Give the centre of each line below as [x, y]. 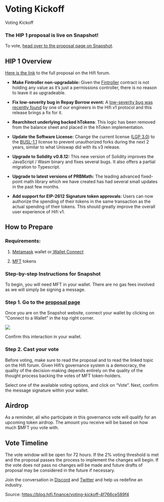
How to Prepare [29, 227]
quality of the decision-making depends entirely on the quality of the [74, 370]
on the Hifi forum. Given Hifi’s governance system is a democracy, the [75, 365]
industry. [14, 485]
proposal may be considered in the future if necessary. [60, 470]
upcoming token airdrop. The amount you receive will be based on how [77, 422]
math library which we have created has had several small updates [91, 182]
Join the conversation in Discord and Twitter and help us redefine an [74, 480]
